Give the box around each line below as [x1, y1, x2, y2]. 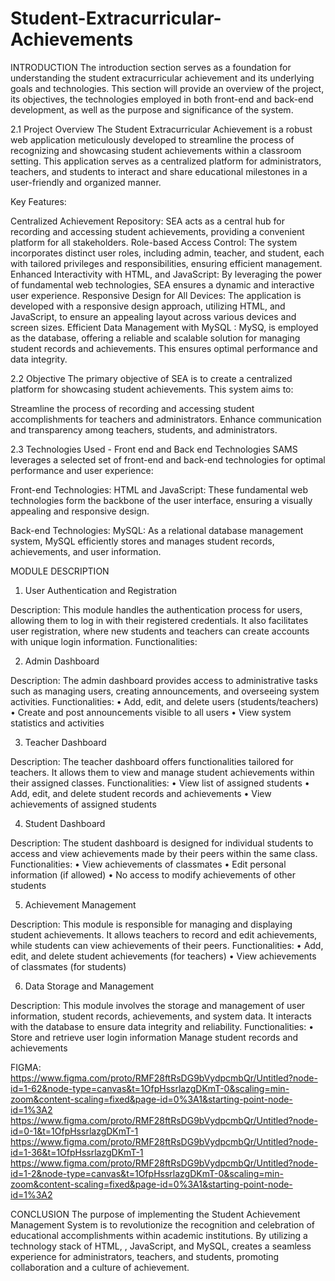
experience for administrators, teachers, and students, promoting [10, 1250, 280, 1262]
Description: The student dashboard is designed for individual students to [10, 837, 314, 849]
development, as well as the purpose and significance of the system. [10, 103, 294, 116]
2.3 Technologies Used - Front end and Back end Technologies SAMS [10, 443, 298, 455]
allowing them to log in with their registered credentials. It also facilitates [10, 614, 309, 626]
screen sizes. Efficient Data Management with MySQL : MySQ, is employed [10, 321, 319, 333]
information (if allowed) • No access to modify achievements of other [10, 868, 297, 881]
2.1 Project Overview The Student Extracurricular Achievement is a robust [10, 123, 313, 135]
